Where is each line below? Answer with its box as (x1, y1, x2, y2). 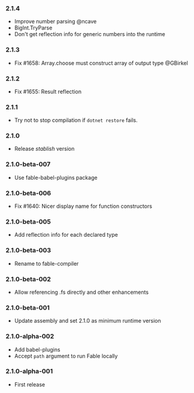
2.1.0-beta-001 (5, 303, 50, 312)
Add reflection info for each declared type (14, 231, 118, 239)
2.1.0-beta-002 (5, 275, 51, 283)
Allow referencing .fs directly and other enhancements (14, 288, 149, 296)
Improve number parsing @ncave (14, 18, 97, 25)
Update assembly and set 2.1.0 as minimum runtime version (14, 317, 161, 324)
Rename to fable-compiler (14, 260, 79, 267)
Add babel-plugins (14, 346, 60, 353)
